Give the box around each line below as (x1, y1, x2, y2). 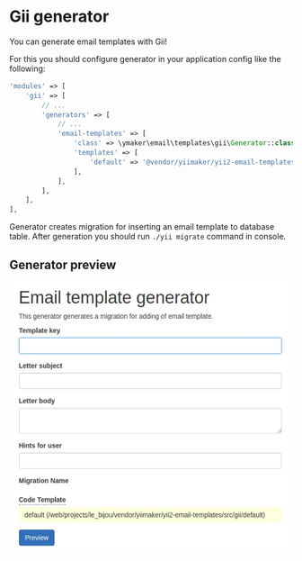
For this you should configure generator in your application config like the (9, 53, 281, 64)
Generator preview (9, 257, 117, 272)
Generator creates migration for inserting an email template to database (9, 222, 275, 232)
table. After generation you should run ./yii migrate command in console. (9, 231, 287, 242)
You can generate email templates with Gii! (9, 36, 168, 47)
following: (9, 63, 46, 74)
